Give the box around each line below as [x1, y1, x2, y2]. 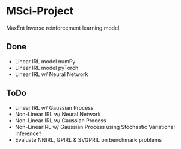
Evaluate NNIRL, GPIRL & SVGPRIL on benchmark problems [14, 136, 162, 143]
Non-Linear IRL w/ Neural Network [14, 110, 101, 118]
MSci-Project [6, 4, 74, 18]
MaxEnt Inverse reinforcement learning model [6, 24, 120, 31]
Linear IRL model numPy [14, 57, 76, 65]
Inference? [14, 130, 42, 137]
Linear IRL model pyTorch [14, 64, 79, 71]
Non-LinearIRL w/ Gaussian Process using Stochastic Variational [14, 123, 176, 130]
